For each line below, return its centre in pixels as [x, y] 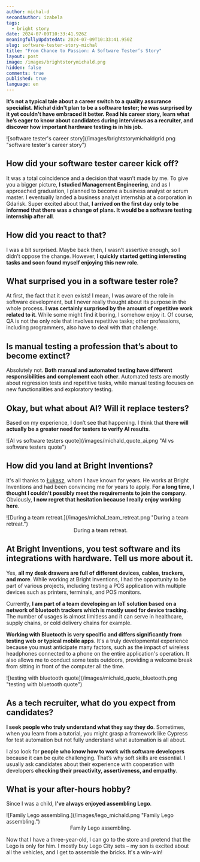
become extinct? [38, 355]
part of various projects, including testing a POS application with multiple [96, 585]
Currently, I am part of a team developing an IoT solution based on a [91, 603]
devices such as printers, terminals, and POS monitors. [74, 592]
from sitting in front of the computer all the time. [65, 666]
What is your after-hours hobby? [68, 789]
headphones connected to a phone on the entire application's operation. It [98, 653]
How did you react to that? [56, 235]
